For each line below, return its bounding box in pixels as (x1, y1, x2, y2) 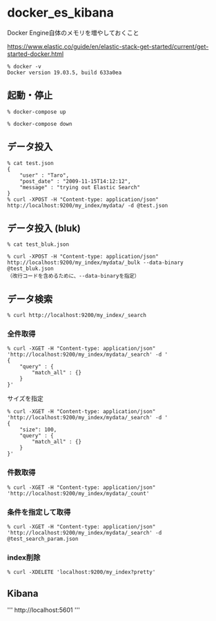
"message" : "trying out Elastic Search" (19, 184, 140, 191)
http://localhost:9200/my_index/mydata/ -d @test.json (7, 202, 168, 209)
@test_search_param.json (7, 535, 79, 543)
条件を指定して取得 (7, 507, 71, 517)
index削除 (7, 553, 41, 562)
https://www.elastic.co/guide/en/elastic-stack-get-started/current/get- (7, 42, 209, 50)
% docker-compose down (7, 120, 72, 127)
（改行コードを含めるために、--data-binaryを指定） (7, 273, 140, 280)
